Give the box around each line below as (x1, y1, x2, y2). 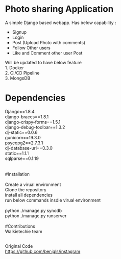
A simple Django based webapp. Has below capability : (5, 20, 117, 26)
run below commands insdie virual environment (5, 197, 101, 203)
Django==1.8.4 (5, 108, 35, 114)
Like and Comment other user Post (12, 50, 83, 56)
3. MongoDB (5, 75, 30, 81)
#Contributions (5, 223, 36, 229)
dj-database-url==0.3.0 (5, 145, 53, 151)
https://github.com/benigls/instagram (5, 248, 81, 254)
